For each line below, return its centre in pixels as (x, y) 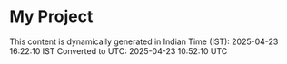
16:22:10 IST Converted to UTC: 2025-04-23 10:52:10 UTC (119, 50)
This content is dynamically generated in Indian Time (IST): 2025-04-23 (144, 41)
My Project (51, 17)
